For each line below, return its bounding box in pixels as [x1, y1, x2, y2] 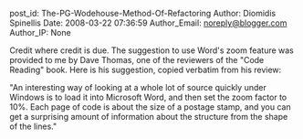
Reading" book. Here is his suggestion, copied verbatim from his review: [9, 64, 282, 75]
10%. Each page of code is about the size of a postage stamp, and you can [9, 102, 291, 112]
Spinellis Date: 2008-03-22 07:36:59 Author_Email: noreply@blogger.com [9, 17, 287, 28]
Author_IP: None [9, 27, 71, 37]
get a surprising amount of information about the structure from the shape [9, 112, 288, 122]
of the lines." [9, 121, 57, 132]
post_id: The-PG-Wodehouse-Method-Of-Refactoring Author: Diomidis [9, 8, 277, 18]
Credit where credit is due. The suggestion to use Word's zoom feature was [9, 45, 295, 56]
